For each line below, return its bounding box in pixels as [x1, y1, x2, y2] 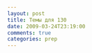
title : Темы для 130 [7, 17, 68, 23]
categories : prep [7, 36, 58, 43]
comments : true [7, 29, 52, 36]
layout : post [7, 10, 45, 17]
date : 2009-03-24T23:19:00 [7, 23, 86, 30]
